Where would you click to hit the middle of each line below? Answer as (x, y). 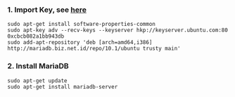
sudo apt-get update (38, 81)
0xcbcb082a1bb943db (36, 36)
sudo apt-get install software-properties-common (82, 24)
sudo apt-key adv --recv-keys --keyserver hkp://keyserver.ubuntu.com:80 (118, 30)
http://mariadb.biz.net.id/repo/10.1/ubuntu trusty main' (94, 49)
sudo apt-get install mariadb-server (63, 87)
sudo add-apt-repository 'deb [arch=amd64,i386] (80, 43)
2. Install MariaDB (38, 66)
